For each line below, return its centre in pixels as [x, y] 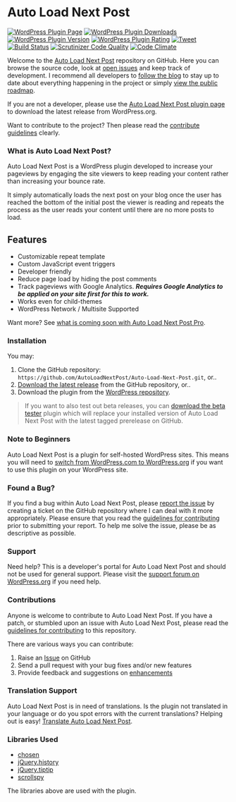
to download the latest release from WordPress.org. [82, 111]
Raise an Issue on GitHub [54, 658]
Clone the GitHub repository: [59, 370]
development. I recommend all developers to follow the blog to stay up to [113, 75]
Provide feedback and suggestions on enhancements [95, 672]
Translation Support [42, 691]
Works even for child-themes [60, 302]
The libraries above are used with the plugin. [72, 791]
